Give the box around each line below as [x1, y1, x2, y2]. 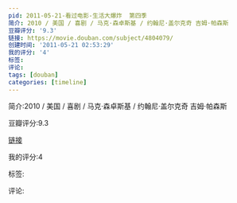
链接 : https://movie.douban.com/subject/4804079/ [8, 33, 173, 42]
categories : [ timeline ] [8, 78, 87, 86]
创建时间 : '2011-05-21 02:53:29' [8, 41, 115, 49]
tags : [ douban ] [8, 71, 59, 79]
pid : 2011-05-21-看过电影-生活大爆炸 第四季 [8, 11, 147, 20]
